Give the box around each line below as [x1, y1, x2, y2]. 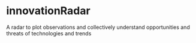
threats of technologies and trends [6, 29, 92, 37]
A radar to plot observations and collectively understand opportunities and [6, 24, 190, 31]
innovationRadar [6, 4, 91, 18]
